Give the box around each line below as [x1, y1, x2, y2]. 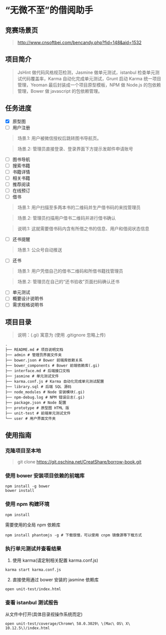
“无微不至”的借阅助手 [5, 4, 94, 16]
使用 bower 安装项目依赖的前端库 [5, 472, 85, 479]
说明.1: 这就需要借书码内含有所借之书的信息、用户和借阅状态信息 [17, 225, 150, 232]
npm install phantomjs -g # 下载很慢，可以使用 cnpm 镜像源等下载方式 [5, 532, 142, 538]
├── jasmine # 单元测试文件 [5, 374, 59, 379]
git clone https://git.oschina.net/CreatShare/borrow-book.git [17, 459, 142, 464]
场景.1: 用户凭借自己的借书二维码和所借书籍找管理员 [17, 268, 124, 274]
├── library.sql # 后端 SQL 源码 [5, 385, 72, 390]
